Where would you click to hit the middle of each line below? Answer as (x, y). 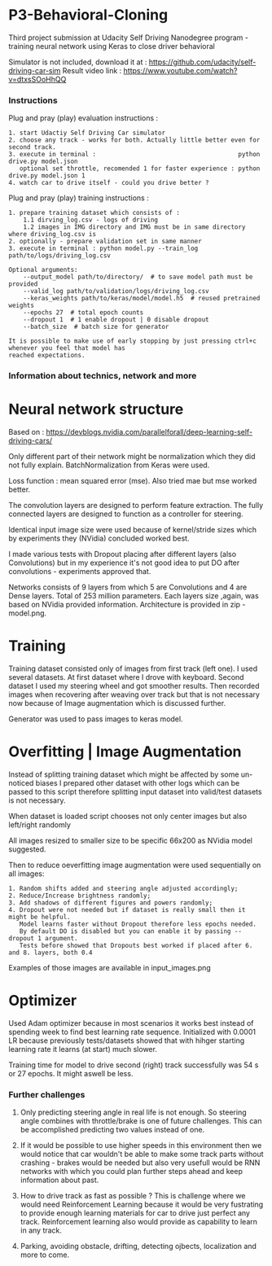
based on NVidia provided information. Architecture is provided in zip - (127, 605)
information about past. (59, 1180)
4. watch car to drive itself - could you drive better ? (109, 183)
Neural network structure (96, 410)
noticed (21, 782)
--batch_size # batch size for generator (96, 327)
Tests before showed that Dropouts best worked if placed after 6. (136, 945)
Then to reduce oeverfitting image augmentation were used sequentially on (135, 865)
